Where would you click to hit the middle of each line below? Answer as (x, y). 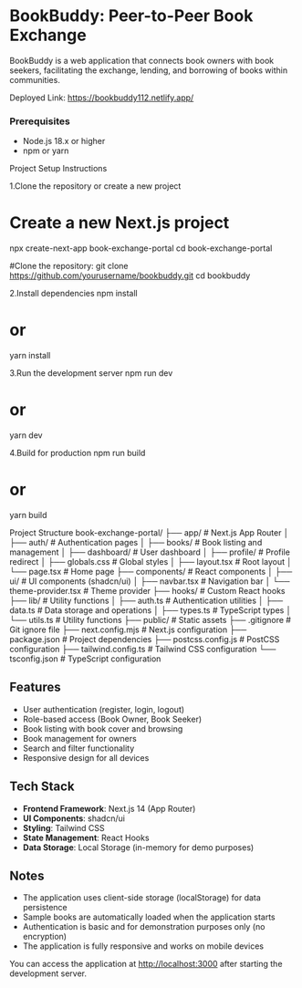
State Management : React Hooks (86, 837)
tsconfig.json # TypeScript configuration (85, 659)
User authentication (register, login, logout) (104, 709)
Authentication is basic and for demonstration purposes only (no (144, 927)
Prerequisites (40, 121)
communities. (35, 79)
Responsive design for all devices (86, 757)
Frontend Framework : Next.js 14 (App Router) (109, 808)
